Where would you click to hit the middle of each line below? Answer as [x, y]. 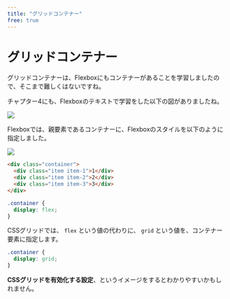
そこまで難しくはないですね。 [62, 86]
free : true [23, 20]
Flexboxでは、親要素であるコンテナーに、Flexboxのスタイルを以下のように [115, 130]
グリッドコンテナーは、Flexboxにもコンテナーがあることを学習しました [110, 78]
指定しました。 [29, 138]
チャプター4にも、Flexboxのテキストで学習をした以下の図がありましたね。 [115, 102]
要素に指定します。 [35, 239]
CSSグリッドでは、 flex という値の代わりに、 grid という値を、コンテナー [115, 230]
